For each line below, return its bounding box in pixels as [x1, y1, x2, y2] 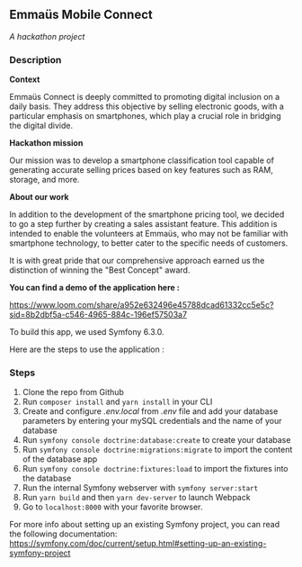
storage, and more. [9, 175, 80, 185]
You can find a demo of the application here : [9, 283, 180, 293]
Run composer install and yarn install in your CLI [22, 396, 213, 408]
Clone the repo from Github [22, 387, 124, 398]
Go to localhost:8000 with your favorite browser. [22, 501, 203, 512]
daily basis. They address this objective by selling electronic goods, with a [9, 101, 285, 112]
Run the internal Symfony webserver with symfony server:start [22, 482, 259, 493]
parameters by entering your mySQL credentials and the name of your [22, 416, 282, 427]
